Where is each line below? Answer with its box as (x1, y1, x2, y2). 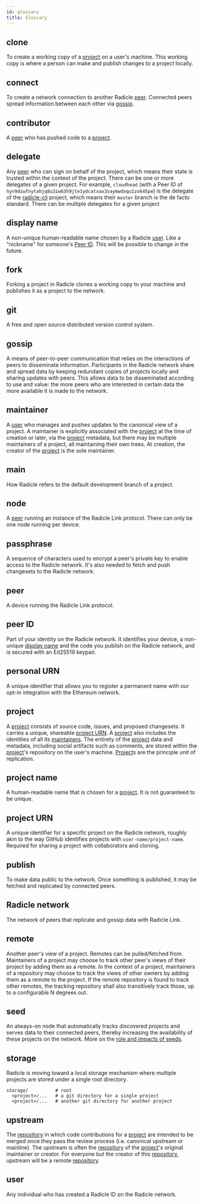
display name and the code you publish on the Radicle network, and (24, 642, 195, 649)
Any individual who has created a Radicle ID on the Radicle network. (6, 1191, 177, 1198)
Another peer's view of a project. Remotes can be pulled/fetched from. (6, 950, 184, 957)
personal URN (6, 666, 60, 676)
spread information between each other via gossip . (6, 100, 134, 107)
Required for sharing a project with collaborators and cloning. (6, 842, 160, 849)
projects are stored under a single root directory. (6, 1076, 128, 1083)
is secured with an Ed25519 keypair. (6, 648, 96, 656)
